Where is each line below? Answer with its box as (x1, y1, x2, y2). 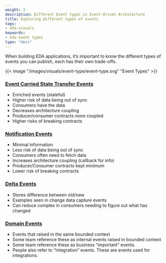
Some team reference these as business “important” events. (12, 242, 136, 248)
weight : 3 (5, 7, 26, 12)
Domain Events (5, 220, 43, 227)
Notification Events (5, 130, 53, 137)
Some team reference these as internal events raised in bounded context (12, 236, 162, 242)
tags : (5, 21, 16, 26)
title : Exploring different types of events (5, 16, 99, 21)
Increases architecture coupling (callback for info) (12, 157, 114, 164)
